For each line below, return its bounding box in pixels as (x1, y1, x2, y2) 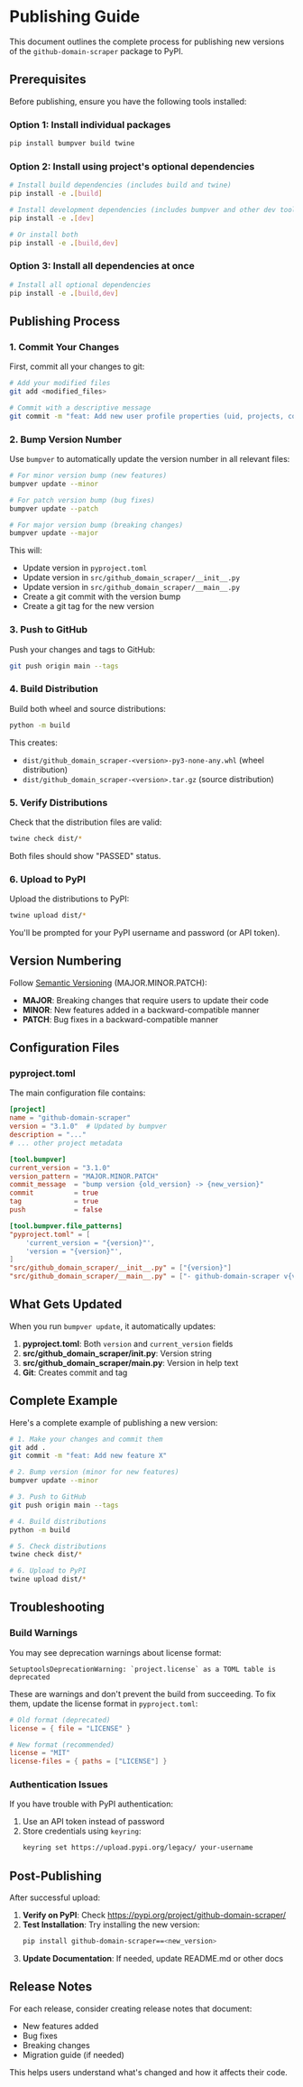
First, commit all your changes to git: (9, 361, 145, 372)
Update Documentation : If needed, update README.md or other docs (22, 1953, 284, 1963)
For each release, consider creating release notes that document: (9, 2003, 252, 2014)
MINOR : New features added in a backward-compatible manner (22, 1004, 260, 1015)
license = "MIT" (9, 1749, 70, 1758)
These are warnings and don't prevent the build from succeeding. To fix (9, 1688, 277, 1699)
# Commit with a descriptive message (9, 403, 151, 412)
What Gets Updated (9, 1297, 123, 1312)
